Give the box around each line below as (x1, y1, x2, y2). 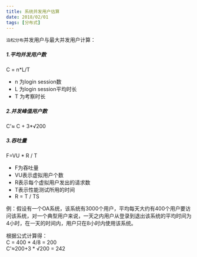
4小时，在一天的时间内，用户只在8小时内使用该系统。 (6, 220, 136, 227)
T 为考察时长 (14, 93, 46, 100)
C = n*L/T (6, 66, 31, 74)
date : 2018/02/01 (6, 14, 49, 20)
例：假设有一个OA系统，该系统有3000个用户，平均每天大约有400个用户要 (6, 205, 186, 212)
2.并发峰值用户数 (6, 107, 48, 115)
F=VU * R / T (6, 152, 38, 159)
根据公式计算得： (6, 232, 48, 239)
